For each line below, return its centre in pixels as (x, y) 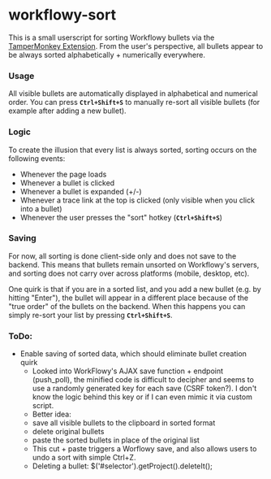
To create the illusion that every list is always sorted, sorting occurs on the (133, 150)
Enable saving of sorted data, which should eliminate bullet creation (133, 354)
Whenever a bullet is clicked (67, 183)
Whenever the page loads (63, 174)
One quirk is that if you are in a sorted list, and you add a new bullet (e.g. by (135, 289)
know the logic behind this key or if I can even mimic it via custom (142, 397)
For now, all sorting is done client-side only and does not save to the (123, 256)
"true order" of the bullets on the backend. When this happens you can (127, 306)
